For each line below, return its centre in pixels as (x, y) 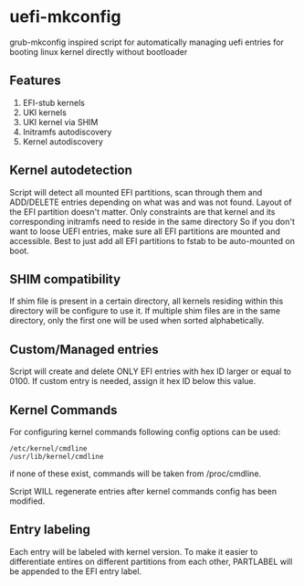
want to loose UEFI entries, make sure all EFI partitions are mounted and (145, 231)
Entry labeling (50, 530)
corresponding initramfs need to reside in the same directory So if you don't (152, 221)
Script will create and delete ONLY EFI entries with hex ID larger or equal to (151, 371)
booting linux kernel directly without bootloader (99, 51)
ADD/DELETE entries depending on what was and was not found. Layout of (151, 202)
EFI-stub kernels (53, 102)
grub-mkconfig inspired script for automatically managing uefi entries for (147, 42)
